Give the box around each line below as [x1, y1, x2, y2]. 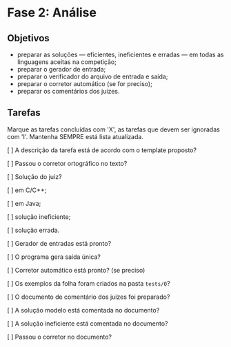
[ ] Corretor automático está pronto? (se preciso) [7, 266, 145, 274]
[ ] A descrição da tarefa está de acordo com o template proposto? [7, 146, 197, 154]
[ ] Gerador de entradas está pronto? [7, 239, 112, 247]
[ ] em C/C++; [7, 186, 47, 194]
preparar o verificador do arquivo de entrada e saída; [17, 72, 168, 81]
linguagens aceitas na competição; [17, 58, 117, 66]
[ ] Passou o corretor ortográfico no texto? [7, 159, 128, 167]
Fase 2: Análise [7, 5, 97, 21]
